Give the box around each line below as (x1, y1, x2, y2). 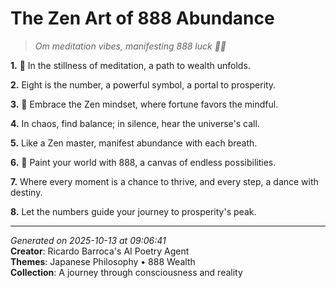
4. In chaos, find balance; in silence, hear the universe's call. (10, 117, 260, 129)
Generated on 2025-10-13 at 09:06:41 (10, 234, 167, 246)
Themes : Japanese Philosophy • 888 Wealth (10, 255, 196, 267)
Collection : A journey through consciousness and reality (10, 266, 243, 278)
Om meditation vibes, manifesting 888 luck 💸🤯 (34, 40, 227, 52)
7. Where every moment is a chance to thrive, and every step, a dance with (10, 175, 319, 187)
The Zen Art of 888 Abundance (10, 7, 275, 30)
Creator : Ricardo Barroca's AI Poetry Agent (10, 245, 190, 257)
